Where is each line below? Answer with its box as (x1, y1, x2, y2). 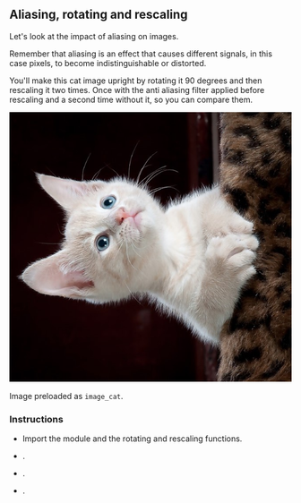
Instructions (9, 413, 64, 425)
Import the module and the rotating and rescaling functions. (21, 433, 243, 444)
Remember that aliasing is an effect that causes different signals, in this (9, 48, 273, 59)
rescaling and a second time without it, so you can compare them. (9, 94, 254, 105)
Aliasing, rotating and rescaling (9, 7, 188, 22)
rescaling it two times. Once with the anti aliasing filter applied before (9, 84, 265, 95)
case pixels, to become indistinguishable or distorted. (9, 57, 207, 68)
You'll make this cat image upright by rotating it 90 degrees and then (9, 75, 262, 86)
